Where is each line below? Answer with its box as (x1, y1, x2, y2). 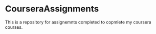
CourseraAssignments (5, 3, 99, 14)
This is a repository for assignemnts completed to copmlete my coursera (5, 19, 152, 25)
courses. (5, 24, 23, 30)
